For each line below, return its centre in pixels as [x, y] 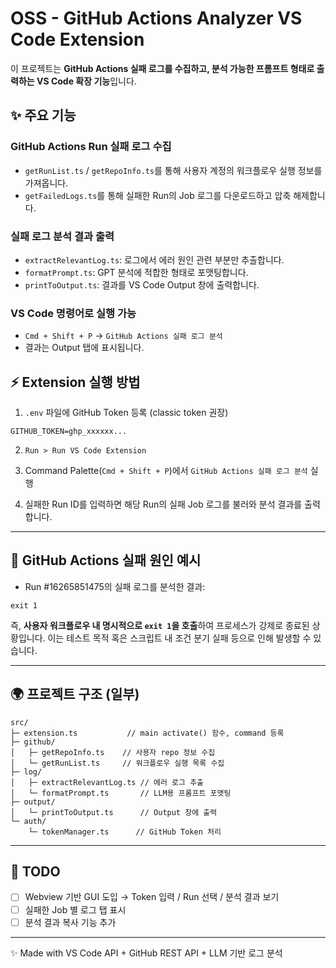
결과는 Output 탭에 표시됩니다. [84, 348]
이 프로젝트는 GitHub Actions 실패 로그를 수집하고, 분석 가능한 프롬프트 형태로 [162, 68]
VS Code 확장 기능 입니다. [86, 81]
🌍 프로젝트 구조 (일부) [75, 694]
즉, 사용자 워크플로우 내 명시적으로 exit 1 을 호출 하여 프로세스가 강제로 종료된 [160, 625]
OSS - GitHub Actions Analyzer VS [156, 18]
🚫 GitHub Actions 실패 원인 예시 [106, 560]
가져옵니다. [46, 183]
